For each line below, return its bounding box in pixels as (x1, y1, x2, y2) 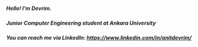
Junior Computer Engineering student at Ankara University (6, 19, 156, 26)
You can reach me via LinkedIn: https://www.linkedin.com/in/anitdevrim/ (6, 34, 192, 41)
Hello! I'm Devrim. (6, 5, 52, 12)
